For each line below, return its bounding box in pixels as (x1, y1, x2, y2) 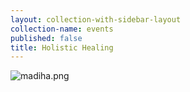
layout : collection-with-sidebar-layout (10, 14, 182, 25)
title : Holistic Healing (10, 42, 114, 53)
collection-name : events (10, 24, 114, 34)
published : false (10, 33, 83, 43)
